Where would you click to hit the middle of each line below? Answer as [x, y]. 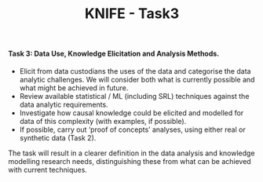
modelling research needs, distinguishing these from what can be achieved [130, 161]
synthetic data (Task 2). [58, 137]
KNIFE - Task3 [132, 14]
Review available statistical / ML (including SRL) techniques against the [134, 96]
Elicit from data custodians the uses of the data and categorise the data [135, 71]
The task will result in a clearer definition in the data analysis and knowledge [131, 153]
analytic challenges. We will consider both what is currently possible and [137, 79]
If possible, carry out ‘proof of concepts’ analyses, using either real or [132, 129]
